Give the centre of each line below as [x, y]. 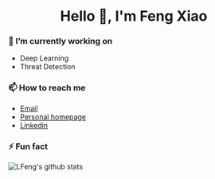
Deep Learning [44, 58]
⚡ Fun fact [28, 146]
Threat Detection [47, 67]
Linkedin [34, 125]
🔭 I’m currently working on [61, 41]
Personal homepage [53, 117]
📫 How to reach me [47, 88]
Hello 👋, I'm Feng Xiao [134, 16]
